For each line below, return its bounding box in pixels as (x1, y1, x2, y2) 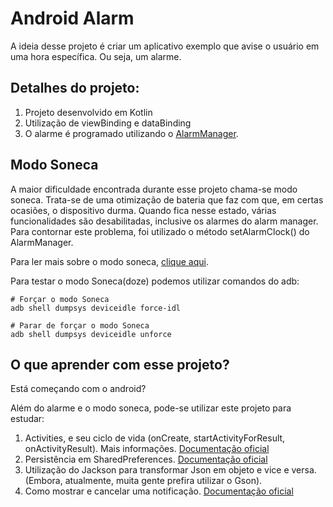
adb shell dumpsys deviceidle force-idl (10, 303, 182, 313)
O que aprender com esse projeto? (10, 356, 230, 373)
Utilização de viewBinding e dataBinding (24, 117, 192, 129)
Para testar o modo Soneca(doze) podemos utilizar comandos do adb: (10, 275, 300, 287)
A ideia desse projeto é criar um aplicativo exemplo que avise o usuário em (10, 40, 320, 52)
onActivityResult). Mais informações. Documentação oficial (24, 443, 270, 455)
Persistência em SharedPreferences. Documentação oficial (24, 453, 268, 466)
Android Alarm (10, 7, 135, 30)
